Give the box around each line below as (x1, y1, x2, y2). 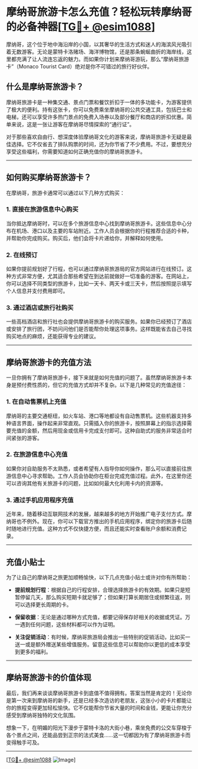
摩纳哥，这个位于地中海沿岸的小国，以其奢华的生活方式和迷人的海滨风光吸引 (6, 41, 192, 48)
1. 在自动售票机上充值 (6, 397, 67, 406)
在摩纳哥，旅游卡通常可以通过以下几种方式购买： (6, 189, 125, 196)
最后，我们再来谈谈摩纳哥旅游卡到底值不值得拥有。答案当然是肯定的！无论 (6, 689, 187, 696)
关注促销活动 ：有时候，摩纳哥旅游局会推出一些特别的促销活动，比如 (14, 633, 180, 640)
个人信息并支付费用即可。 (6, 287, 68, 295)
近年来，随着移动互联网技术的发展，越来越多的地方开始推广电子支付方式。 (6, 511, 187, 518)
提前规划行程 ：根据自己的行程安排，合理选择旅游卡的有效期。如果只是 (14, 586, 186, 593)
